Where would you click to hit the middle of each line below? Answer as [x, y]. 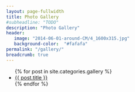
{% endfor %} [31, 84]
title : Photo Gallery [33, 17]
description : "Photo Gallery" [43, 28]
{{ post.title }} [31, 77]
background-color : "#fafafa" [51, 44]
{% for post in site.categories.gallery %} [63, 71]
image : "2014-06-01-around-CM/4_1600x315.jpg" [72, 38]
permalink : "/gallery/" [35, 49]
